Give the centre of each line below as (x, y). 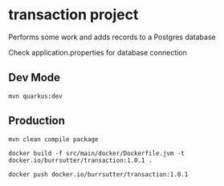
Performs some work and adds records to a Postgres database (112, 37)
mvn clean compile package (53, 139)
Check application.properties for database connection (98, 52)
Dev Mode (35, 78)
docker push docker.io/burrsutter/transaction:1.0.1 (98, 174)
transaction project (73, 15)
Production (37, 121)
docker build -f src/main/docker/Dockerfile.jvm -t (96, 153)
